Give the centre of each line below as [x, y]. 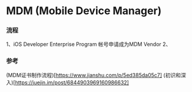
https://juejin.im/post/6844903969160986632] [72, 82]
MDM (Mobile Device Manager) [84, 11]
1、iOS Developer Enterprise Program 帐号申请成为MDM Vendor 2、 [89, 44]
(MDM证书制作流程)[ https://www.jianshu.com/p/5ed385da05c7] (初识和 [94, 75]
